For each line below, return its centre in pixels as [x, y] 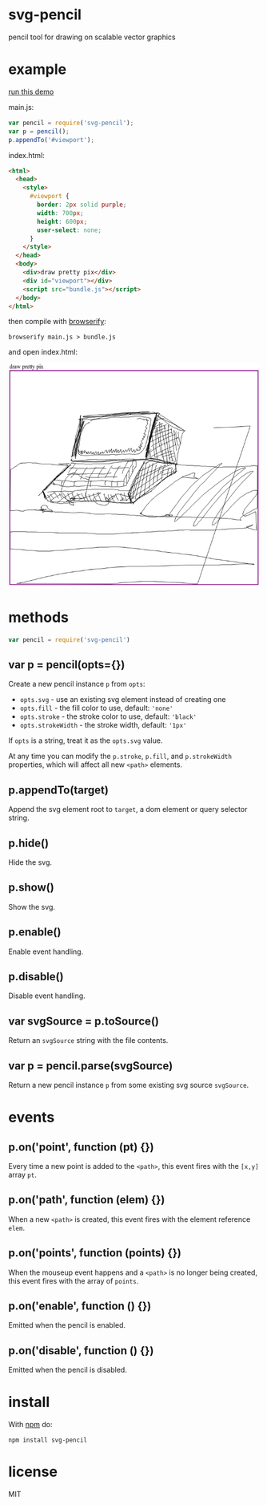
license [33, 1472]
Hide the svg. [30, 862]
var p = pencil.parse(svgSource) [91, 1066]
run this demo [31, 91]
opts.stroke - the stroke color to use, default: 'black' [108, 716]
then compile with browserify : [57, 322]
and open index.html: [43, 352]
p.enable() [35, 932]
